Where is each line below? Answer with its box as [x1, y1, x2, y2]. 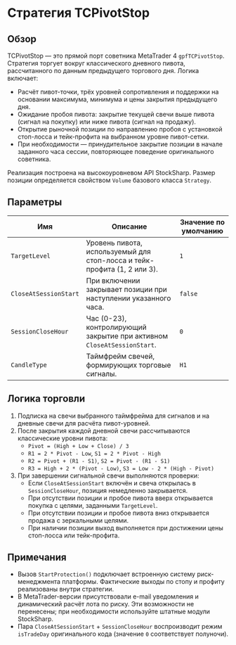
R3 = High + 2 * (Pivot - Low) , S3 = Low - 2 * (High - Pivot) [27, 464, 214, 472]
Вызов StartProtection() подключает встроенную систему [17, 570, 195, 578]
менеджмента [17, 577, 61, 586]
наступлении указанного [86, 293, 171, 303]
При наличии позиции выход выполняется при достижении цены [27, 523, 223, 532]
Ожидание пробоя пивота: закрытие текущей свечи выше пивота [17, 110, 215, 118]
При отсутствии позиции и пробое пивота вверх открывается [27, 494, 214, 502]
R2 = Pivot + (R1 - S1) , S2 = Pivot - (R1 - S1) [27, 456, 171, 465]
